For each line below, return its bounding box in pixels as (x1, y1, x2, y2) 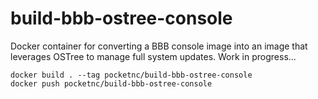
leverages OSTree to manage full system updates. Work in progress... (10, 50, 297, 62)
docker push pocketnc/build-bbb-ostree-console (10, 78, 213, 89)
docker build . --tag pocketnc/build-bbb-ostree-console (10, 70, 253, 80)
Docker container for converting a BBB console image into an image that (10, 40, 308, 52)
